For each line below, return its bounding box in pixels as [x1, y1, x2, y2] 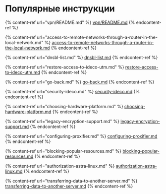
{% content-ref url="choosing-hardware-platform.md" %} [5, 103, 123, 109]
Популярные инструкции [5, 3, 115, 14]
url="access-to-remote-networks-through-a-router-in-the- [37, 34, 158, 40]
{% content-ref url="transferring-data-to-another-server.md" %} [5, 178, 138, 184]
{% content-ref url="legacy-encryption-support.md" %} [5, 118, 120, 124]
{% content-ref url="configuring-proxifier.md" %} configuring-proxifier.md [5, 133, 158, 139]
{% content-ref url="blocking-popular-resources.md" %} [5, 148, 122, 154]
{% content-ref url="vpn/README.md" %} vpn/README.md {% [5, 19, 135, 25]
